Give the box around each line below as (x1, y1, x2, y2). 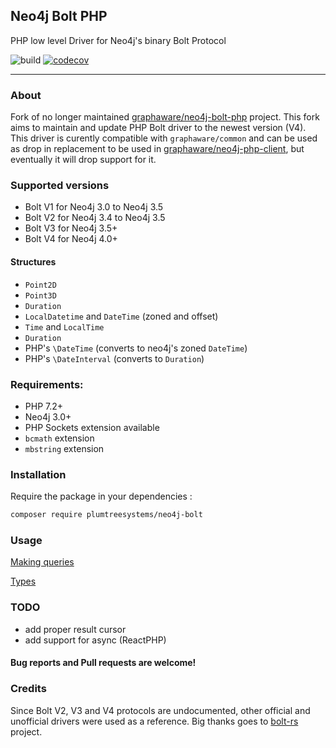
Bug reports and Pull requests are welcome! (10, 657, 197, 669)
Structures (10, 256, 57, 268)
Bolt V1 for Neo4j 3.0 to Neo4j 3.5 (24, 201, 164, 213)
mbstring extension (24, 442, 105, 454)
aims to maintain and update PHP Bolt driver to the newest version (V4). (10, 122, 307, 134)
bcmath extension (24, 432, 95, 444)
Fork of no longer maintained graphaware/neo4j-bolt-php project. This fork (10, 111, 320, 123)
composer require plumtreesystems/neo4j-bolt (10, 510, 203, 520)
